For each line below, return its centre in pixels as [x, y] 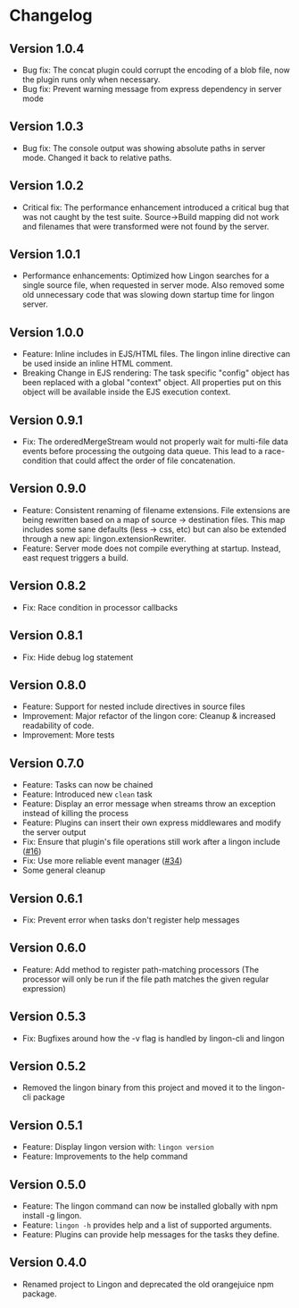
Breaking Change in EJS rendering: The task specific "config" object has [156, 373]
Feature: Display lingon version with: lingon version [118, 1147]
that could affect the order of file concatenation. [147, 460]
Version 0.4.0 [48, 1263]
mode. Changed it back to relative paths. [97, 157]
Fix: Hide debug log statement [78, 657]
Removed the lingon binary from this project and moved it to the [139, 1088]
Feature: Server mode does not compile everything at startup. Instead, [151, 548]
